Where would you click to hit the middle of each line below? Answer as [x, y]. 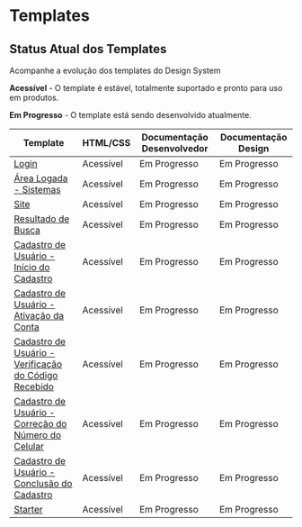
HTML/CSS [107, 143]
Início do [32, 267]
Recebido [34, 386]
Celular [29, 446]
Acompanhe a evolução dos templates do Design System [115, 70]
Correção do [40, 424]
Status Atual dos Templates [88, 49]
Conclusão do [43, 483]
